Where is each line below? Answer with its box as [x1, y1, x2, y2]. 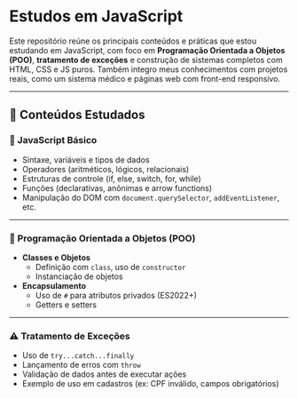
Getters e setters [35, 299, 98, 310]
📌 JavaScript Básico [9, 134, 98, 147]
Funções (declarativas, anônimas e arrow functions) [21, 182, 213, 193]
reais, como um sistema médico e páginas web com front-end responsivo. [9, 73, 281, 84]
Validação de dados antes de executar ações [21, 369, 187, 379]
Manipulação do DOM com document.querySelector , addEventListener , [21, 192, 280, 203]
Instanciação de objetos [35, 271, 123, 282]
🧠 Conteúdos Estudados [9, 107, 145, 123]
